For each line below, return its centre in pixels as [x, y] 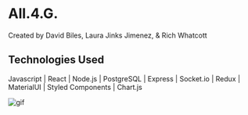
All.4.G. [33, 14]
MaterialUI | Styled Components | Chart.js [75, 87]
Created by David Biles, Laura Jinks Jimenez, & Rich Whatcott [108, 35]
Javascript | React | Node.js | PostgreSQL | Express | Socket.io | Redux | [124, 78]
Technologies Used [56, 60]
